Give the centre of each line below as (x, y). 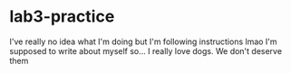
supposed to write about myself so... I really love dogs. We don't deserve (146, 50)
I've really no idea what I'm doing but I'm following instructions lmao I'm (144, 41)
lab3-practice (62, 17)
